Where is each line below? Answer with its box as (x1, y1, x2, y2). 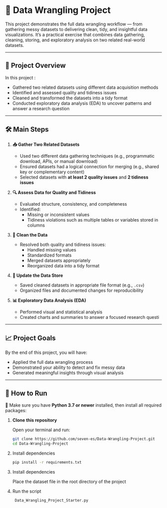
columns (27, 222, 45, 228)
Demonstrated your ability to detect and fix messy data (12, 364, 125, 371)
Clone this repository (12, 417, 57, 423)
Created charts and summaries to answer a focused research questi (19, 314, 160, 320)
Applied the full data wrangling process (12, 359, 93, 365)
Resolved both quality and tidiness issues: (19, 242, 106, 248)
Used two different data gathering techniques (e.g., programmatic (19, 153, 155, 159)
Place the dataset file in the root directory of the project (12, 479, 126, 485)
